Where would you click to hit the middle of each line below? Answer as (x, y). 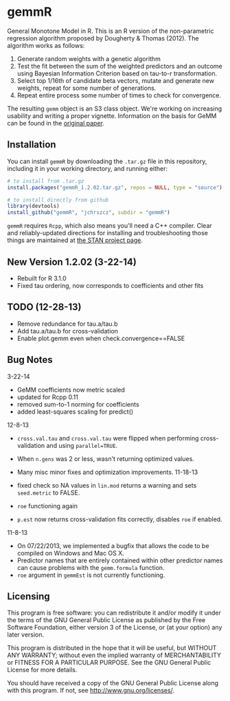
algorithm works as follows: (46, 45)
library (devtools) (33, 206)
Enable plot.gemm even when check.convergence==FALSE (101, 338)
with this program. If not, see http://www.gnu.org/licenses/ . (91, 691)
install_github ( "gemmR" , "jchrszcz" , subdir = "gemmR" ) (89, 213)
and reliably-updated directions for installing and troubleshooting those (107, 233)
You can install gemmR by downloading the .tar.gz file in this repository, (107, 161)
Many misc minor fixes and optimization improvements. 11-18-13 (107, 472)
